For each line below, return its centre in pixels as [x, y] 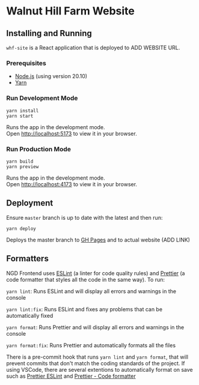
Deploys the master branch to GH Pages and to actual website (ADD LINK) [98, 240]
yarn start [20, 116]
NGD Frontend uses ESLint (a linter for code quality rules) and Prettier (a [96, 273]
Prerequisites [26, 63]
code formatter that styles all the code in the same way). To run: [86, 279]
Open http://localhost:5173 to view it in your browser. [72, 133]
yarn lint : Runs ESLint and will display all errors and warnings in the [91, 291]
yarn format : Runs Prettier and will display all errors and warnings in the [95, 327]
